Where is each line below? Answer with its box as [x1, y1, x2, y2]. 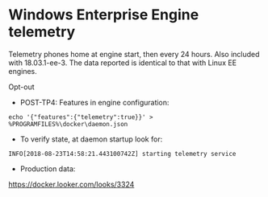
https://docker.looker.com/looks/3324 [8, 179, 135, 189]
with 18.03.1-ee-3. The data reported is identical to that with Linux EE [8, 58, 237, 68]
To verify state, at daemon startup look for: [19, 134, 163, 144]
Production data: [19, 163, 76, 174]
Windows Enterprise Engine [8, 6, 199, 24]
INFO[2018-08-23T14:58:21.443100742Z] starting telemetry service [8, 150, 237, 158]
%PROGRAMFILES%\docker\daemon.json [8, 120, 128, 128]
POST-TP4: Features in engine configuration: [19, 97, 170, 107]
